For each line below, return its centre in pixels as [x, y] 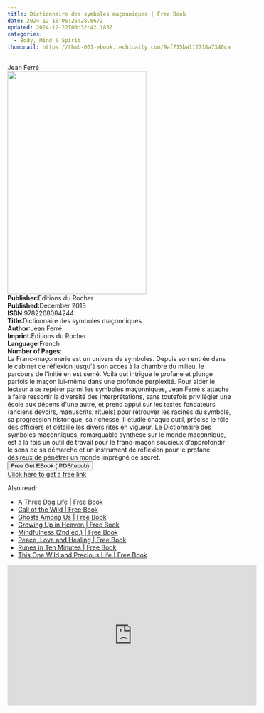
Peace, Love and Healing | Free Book [72, 540]
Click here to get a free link [47, 474]
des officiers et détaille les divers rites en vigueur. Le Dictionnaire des [110, 427]
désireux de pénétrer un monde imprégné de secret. [84, 457]
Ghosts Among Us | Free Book [62, 517]
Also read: [22, 488]
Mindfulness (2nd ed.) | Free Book [68, 532]
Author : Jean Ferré [35, 328]
